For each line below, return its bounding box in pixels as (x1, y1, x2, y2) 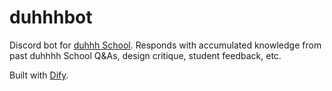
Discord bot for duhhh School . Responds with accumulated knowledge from (9, 39, 322, 51)
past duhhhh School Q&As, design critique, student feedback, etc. (9, 49, 282, 61)
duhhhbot (9, 6, 93, 29)
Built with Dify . (9, 69, 69, 81)
